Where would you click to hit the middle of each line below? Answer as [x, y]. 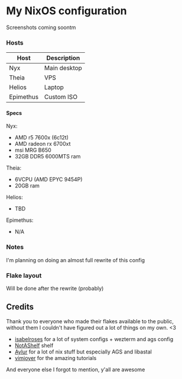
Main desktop [63, 68]
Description [63, 58]
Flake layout [24, 275]
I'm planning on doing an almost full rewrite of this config [76, 260]
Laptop [54, 87]
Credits [20, 307]
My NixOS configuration [66, 11]
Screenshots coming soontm [41, 27]
